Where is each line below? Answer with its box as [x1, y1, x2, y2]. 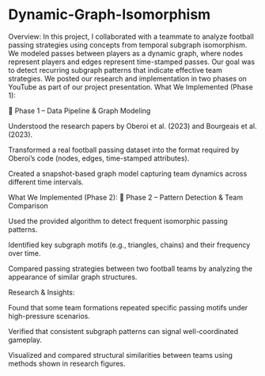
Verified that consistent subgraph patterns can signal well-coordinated [8, 326, 239, 336]
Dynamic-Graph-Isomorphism [8, 6, 211, 24]
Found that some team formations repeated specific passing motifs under [8, 302, 248, 312]
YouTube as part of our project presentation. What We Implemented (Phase [8, 82, 253, 92]
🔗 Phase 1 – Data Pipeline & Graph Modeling [8, 105, 151, 116]
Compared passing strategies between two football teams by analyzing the [8, 264, 253, 273]
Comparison [8, 200, 49, 211]
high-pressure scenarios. [8, 311, 91, 321]
